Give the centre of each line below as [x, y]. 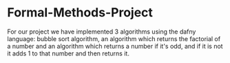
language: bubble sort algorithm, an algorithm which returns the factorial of [114, 38]
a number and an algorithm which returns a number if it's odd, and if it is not [115, 46]
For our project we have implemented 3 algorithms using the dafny [102, 32]
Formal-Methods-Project [80, 13]
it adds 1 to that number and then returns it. [68, 53]
